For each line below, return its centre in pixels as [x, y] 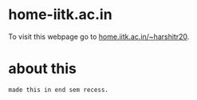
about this [43, 69]
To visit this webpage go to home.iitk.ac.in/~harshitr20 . [99, 37]
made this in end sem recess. [59, 90]
